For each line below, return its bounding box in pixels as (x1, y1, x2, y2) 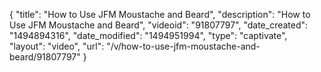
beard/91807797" (9, 51, 81, 63)
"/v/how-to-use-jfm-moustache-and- (106, 40, 261, 52)
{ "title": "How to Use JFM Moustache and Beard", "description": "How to (9, 9, 311, 20)
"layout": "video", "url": (9, 40, 105, 52)
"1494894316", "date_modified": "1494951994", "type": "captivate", (9, 30, 288, 41)
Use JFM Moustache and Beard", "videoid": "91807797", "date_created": (9, 19, 309, 31)
